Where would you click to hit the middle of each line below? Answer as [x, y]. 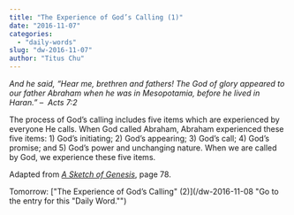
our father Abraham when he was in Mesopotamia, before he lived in [135, 93]
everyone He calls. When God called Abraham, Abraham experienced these [147, 129]
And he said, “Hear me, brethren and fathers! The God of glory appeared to [147, 84]
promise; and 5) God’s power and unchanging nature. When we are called [143, 148]
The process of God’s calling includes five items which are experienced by [144, 119]
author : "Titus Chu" [47, 58]
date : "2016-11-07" [45, 26]
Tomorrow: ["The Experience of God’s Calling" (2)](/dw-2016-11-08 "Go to [144, 192]
